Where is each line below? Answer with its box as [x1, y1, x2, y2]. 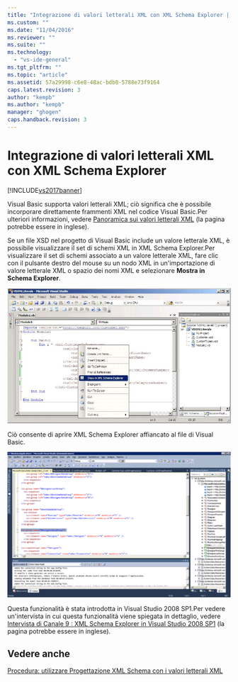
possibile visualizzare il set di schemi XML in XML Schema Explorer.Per [7, 243, 215, 252]
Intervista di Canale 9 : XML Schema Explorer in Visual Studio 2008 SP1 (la [7, 620, 225, 628]
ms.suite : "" [7, 41, 46, 49]
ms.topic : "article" [7, 71, 69, 78]
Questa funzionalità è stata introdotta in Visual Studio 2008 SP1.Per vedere [7, 605, 225, 613]
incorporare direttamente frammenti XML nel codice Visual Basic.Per [7, 207, 208, 216]
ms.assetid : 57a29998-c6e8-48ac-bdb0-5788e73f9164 [7, 79, 160, 86]
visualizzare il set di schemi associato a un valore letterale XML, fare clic [7, 251, 219, 259]
